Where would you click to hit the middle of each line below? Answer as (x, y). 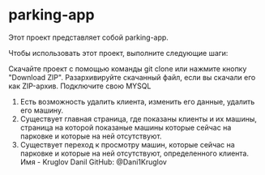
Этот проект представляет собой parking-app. (88, 37)
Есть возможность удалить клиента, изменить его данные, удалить (137, 101)
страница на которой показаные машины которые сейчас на (126, 127)
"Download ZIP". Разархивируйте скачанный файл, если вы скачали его (132, 77)
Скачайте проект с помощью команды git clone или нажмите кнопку (128, 68)
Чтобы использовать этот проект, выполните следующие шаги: (118, 53)
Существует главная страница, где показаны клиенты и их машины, (138, 118)
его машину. (41, 110)
